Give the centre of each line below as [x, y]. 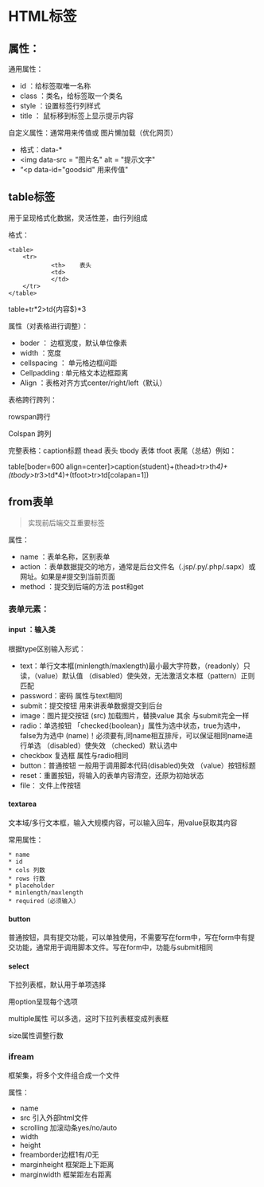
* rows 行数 [27, 878]
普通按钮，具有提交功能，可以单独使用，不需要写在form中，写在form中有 [128, 937]
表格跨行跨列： [33, 399]
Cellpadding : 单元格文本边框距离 [74, 372]
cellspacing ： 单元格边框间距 [68, 363]
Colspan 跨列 [30, 433]
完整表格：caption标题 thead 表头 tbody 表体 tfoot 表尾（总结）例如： [122, 450]
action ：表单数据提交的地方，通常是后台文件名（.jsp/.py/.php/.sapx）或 [138, 566]
